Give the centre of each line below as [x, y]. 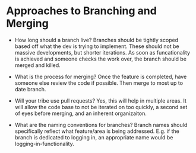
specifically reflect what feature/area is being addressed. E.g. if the [97, 131]
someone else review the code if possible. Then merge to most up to [99, 83]
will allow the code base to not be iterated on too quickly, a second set [101, 107]
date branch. [30, 89]
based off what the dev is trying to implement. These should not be [97, 46]
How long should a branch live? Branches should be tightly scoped [97, 40]
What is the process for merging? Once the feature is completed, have [101, 76]
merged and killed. [37, 65]
